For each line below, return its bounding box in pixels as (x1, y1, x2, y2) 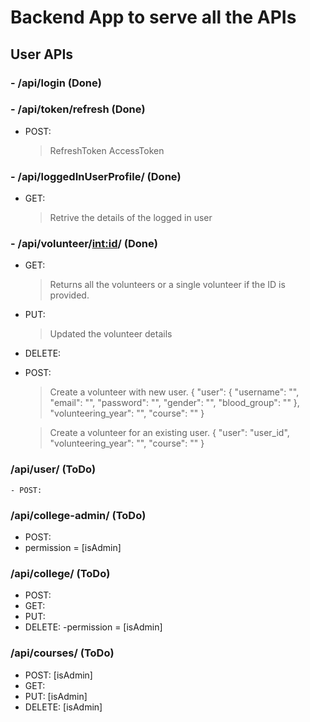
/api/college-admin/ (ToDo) (10, 508, 147, 522)
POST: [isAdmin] (24, 669, 93, 681)
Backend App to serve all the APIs (10, 6, 297, 29)
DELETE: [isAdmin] (24, 701, 103, 713)
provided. (49, 289, 90, 301)
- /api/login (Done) (10, 76, 102, 90)
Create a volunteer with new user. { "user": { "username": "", (49, 386, 300, 398)
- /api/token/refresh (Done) (10, 102, 146, 116)
